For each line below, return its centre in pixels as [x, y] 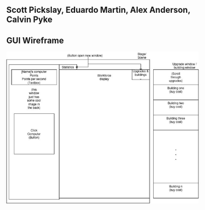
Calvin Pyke [30, 20]
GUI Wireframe [35, 40]
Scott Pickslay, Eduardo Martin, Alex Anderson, [99, 10]
